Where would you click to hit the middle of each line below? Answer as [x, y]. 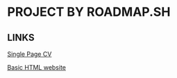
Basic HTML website [37, 67]
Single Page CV [29, 54]
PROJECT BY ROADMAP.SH [89, 12]
